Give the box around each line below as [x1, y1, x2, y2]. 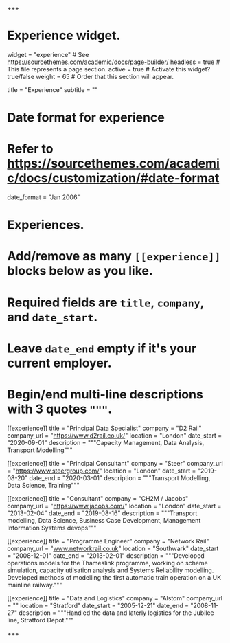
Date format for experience [7, 110, 165, 126]
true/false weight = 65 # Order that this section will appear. [7, 72, 174, 80]
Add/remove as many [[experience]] [7, 249, 221, 264]
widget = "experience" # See [7, 50, 89, 58]
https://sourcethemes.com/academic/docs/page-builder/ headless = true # [7, 58, 220, 66]
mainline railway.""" [7, 580, 62, 589]
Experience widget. [7, 28, 121, 43]
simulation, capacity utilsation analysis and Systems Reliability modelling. [7, 566, 214, 574]
